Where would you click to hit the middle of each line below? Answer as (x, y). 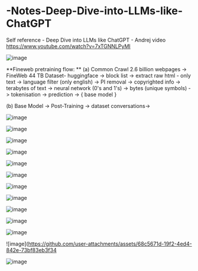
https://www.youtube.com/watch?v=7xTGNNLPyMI (69, 46)
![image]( (17, 244)
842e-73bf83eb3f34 (32, 250)
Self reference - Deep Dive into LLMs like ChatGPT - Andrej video (86, 40)
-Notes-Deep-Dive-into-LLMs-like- (95, 11)
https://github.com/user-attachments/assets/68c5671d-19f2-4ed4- (110, 244)
